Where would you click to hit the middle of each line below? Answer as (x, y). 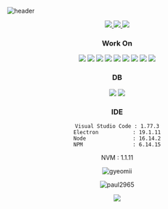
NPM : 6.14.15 (117, 144)
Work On (117, 43)
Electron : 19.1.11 (117, 132)
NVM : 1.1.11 (117, 157)
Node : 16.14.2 (117, 138)
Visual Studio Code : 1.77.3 (117, 126)
